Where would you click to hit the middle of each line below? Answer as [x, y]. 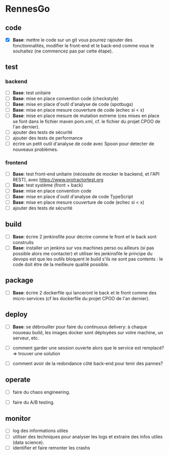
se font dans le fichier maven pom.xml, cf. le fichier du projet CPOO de [87, 122]
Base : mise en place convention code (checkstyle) [65, 98]
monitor [18, 419]
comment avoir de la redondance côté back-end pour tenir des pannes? [88, 363]
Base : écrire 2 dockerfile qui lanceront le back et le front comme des [84, 292]
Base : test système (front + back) [48, 185]
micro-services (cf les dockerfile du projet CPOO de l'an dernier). [81, 298]
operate [18, 380]
